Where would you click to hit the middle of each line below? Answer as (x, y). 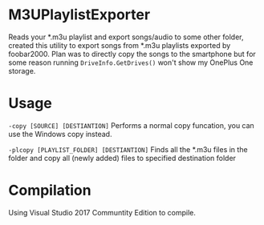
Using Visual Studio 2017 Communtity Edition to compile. (102, 212)
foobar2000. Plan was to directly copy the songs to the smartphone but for (132, 54)
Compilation (50, 191)
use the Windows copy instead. (60, 134)
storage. (22, 70)
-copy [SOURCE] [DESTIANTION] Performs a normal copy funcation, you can (131, 125)
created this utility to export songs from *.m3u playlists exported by (120, 45)
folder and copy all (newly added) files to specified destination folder (122, 158)
